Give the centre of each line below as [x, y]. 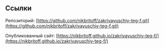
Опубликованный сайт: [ [32, 35]
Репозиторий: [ [22, 20]
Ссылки [18, 8]
